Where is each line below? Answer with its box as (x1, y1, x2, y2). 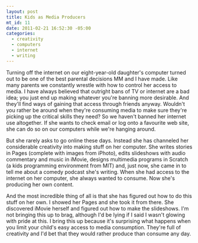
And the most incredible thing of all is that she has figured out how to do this (6, 192, 192, 199)
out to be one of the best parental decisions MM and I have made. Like (6, 75, 178, 82)
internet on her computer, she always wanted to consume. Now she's (6, 174, 176, 182)
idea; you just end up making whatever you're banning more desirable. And (6, 94, 189, 101)
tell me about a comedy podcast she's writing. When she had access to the (6, 168, 190, 175)
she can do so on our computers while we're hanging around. (6, 125, 156, 132)
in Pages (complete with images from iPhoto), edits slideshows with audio (6, 149, 186, 157)
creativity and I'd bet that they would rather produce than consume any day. (6, 230, 191, 237)
